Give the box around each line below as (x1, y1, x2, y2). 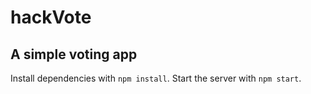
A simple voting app (10, 46, 138, 63)
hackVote (10, 6, 92, 29)
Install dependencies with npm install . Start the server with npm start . (10, 72, 302, 84)
